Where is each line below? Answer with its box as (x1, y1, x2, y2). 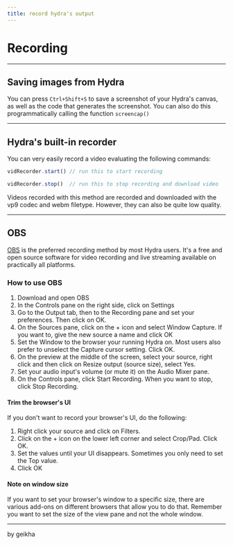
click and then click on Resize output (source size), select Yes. (17, 360, 196, 368)
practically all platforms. (7, 260, 76, 268)
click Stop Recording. (17, 382, 78, 391)
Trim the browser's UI (7, 398, 71, 407)
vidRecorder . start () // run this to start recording (7, 168, 163, 175)
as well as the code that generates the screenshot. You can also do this (7, 102, 212, 111)
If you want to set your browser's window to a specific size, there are (7, 495, 205, 504)
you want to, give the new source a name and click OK (17, 331, 173, 339)
